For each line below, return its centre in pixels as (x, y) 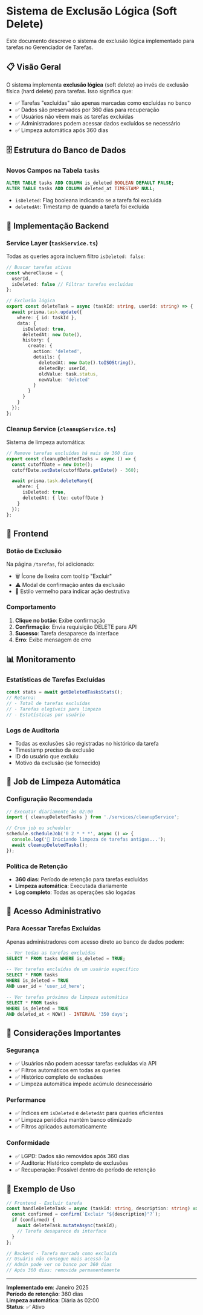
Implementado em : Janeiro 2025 (47, 1288)
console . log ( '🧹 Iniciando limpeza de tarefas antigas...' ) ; (89, 840)
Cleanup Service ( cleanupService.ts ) (61, 429)
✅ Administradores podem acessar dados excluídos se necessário (98, 123)
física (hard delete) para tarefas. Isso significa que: (69, 91)
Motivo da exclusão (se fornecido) (58, 763)
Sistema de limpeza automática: (46, 442)
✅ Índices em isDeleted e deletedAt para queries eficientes (89, 1113)
